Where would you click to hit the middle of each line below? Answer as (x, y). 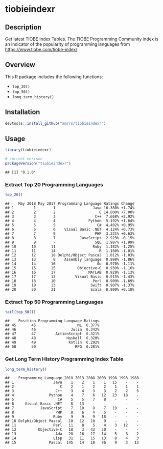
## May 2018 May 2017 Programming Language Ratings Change (70, 204)
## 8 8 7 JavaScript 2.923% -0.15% (70, 238)
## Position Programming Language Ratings (52, 321)
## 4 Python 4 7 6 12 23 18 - (72, 395)
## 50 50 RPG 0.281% (52, 347)
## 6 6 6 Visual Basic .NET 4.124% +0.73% (70, 229)
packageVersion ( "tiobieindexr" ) (38, 164)
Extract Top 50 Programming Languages (54, 302)
